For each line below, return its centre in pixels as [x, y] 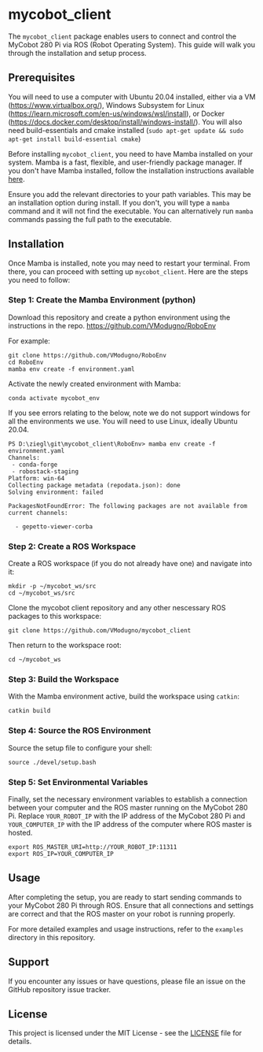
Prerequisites [42, 78]
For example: [29, 341]
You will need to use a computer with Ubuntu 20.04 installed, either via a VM [132, 97]
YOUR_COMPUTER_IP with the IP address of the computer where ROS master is [130, 824]
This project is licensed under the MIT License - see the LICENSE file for [125, 1033]
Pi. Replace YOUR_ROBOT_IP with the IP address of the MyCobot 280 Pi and [127, 816]
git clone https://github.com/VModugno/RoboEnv [88, 355]
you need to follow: [39, 280]
